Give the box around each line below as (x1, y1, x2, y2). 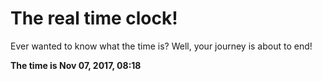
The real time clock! (10, 7, 178, 30)
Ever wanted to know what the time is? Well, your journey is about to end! (10, 40, 313, 52)
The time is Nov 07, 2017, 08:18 (10, 59, 142, 71)
